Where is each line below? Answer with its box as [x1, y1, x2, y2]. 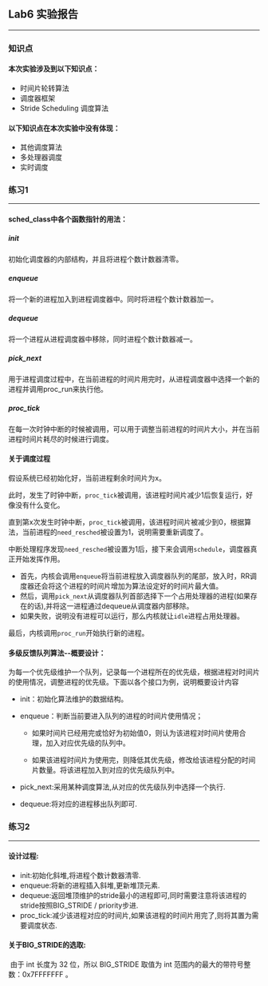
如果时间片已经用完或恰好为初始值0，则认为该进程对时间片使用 [31, 729, 239, 738]
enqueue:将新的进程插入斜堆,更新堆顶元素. [19, 880, 160, 890]
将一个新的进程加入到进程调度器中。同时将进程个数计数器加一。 [8, 294, 218, 304]
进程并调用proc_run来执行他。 [8, 384, 108, 393]
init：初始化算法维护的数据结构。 [19, 694, 128, 704]
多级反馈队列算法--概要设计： [8, 648, 106, 657]
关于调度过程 [8, 454, 50, 464]
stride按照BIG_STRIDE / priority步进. [19, 900, 139, 910]
